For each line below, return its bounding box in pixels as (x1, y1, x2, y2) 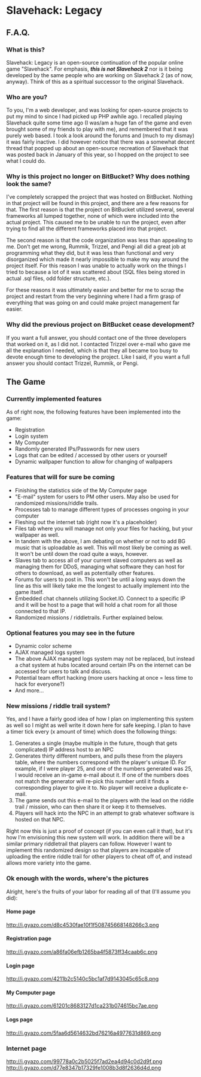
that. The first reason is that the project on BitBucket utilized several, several (6, 206, 194, 213)
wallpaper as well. (14, 531, 60, 538)
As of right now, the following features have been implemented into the (6, 408, 181, 416)
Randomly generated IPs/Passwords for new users (14, 445, 140, 452)
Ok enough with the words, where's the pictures (6, 874, 149, 883)
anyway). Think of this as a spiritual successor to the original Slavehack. (6, 78, 184, 85)
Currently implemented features (6, 395, 102, 403)
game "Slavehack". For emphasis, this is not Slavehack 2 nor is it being (6, 65, 183, 72)
